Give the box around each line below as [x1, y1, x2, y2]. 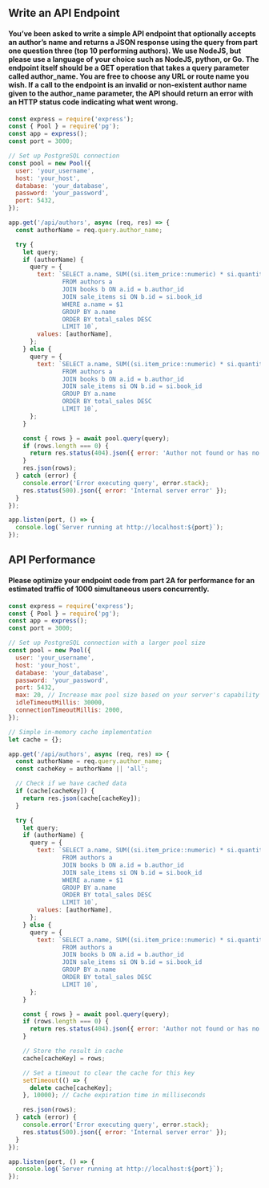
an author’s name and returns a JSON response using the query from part [8, 37, 259, 47]
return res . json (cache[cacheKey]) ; [22, 794, 142, 802]
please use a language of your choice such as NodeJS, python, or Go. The [8, 54, 259, 63]
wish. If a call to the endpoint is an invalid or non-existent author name [8, 80, 247, 89]
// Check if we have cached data [15, 779, 127, 788]
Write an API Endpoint [8, 6, 120, 20]
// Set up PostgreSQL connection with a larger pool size [8, 639, 206, 647]
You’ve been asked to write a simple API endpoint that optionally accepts [8, 28, 256, 39]
